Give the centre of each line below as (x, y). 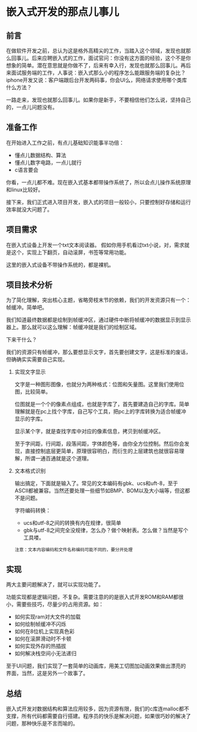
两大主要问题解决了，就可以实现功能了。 (55, 585)
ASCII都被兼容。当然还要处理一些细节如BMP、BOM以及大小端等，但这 (100, 491)
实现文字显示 (30, 372)
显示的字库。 (30, 419)
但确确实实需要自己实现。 (37, 360)
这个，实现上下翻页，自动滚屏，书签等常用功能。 (70, 252)
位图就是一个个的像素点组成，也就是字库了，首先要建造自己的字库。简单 (102, 404)
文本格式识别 (30, 471)
